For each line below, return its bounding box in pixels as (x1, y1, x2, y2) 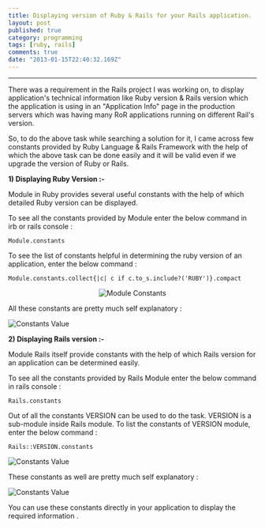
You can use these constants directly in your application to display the (8, 503, 237, 512)
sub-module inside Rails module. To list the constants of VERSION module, (8, 419, 251, 428)
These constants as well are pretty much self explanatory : (8, 472, 199, 481)
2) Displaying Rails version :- (8, 334, 105, 344)
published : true (8, 26, 62, 34)
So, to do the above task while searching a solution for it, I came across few (8, 134, 254, 143)
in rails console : (8, 381, 62, 391)
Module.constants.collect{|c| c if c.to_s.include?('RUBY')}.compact (8, 274, 242, 282)
